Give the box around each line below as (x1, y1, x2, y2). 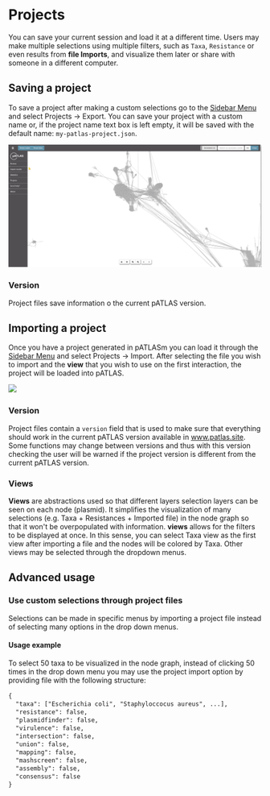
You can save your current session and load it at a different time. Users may (8, 32, 260, 42)
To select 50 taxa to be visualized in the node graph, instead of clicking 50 (8, 658, 256, 668)
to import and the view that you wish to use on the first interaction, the (8, 360, 242, 370)
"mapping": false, (15, 748, 78, 757)
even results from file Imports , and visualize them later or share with (8, 49, 235, 59)
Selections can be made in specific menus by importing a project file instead (8, 613, 262, 623)
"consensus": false (15, 772, 81, 781)
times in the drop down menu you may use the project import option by (8, 666, 243, 676)
